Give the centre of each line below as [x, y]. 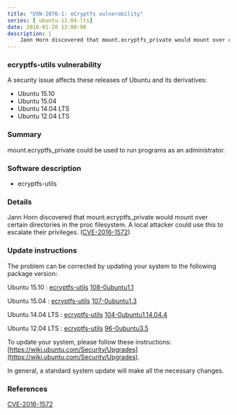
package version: [32, 273]
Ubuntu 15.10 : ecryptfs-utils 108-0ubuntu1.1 [71, 287]
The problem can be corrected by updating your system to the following [112, 266]
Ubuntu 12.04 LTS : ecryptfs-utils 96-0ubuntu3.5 [78, 328]
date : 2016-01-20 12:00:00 [47, 27]
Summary [25, 135]
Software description [44, 168]
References [28, 389]
